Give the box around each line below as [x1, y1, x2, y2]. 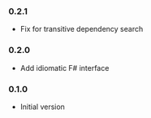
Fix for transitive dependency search [19, 24, 144, 34]
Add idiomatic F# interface [19, 63, 110, 72]
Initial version [19, 102, 65, 111]
